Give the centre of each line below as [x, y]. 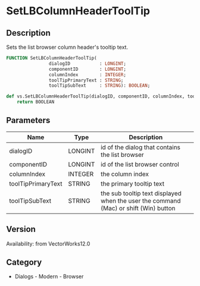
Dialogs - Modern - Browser [49, 276]
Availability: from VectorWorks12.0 [48, 243]
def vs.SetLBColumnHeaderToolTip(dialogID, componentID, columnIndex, [96, 96]
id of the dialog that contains [140, 147]
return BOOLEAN [36, 102]
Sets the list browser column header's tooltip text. [67, 47]
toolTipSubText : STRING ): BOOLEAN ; [99, 86]
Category [24, 263]
